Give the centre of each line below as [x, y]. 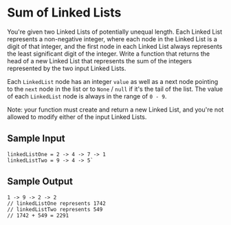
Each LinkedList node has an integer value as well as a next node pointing [113, 81]
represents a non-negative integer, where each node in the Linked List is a [112, 39]
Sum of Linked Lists [64, 13]
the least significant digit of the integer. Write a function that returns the [109, 54]
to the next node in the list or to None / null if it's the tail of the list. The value [115, 89]
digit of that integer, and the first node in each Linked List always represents [115, 46]
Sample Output [40, 181]
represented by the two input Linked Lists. [67, 68]
